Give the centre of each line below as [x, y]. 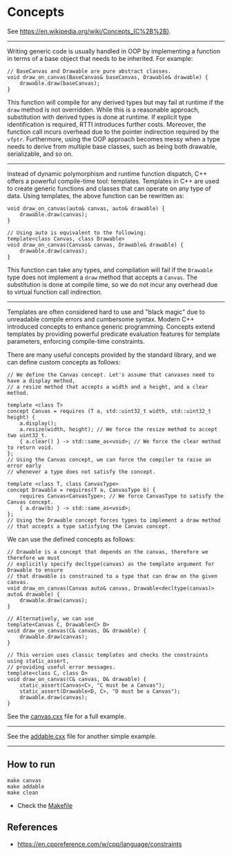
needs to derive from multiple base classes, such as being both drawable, [112, 146]
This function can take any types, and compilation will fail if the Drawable [110, 270]
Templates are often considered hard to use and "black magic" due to [106, 312]
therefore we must [33, 558]
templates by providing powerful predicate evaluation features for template [114, 334]
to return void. [30, 448]
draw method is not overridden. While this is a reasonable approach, [104, 109]
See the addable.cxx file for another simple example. [82, 736]
